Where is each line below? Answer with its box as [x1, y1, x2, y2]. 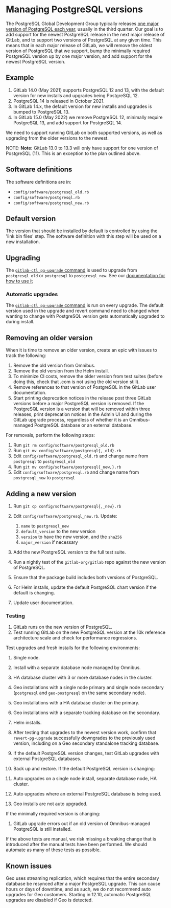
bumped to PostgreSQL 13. [13, 108, 70, 115]
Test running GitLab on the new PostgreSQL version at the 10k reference [13, 629, 166, 635]
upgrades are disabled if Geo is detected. [6, 897, 93, 903]
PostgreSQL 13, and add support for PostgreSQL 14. [13, 119, 123, 126]
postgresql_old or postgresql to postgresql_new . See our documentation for [6, 273, 165, 279]
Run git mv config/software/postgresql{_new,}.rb [13, 464, 121, 470]
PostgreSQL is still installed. [13, 826, 72, 832]
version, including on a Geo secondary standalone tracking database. [13, 740, 160, 746]
